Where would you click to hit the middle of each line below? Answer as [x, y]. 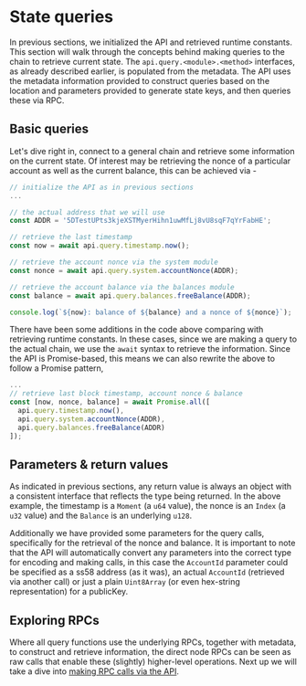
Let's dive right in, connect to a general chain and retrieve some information [152, 151]
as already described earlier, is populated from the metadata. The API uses [150, 71]
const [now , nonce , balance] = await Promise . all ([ [110, 402]
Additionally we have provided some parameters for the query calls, [137, 533]
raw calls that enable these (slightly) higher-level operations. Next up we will [153, 662]
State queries [62, 17]
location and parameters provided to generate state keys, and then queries [150, 90]
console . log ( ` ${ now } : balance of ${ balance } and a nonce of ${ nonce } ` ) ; [151, 312]
